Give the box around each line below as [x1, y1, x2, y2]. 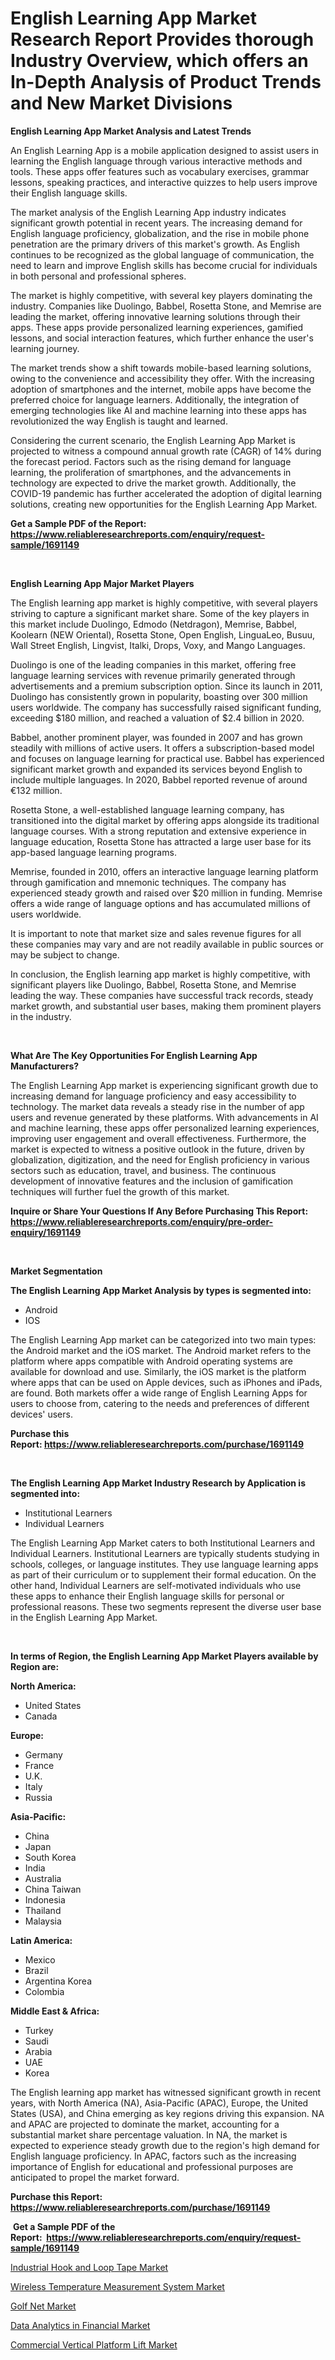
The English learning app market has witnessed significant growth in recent [10, 2086, 322, 2098]
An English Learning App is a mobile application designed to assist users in [10, 144, 320, 156]
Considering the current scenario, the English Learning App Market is [10, 434, 296, 446]
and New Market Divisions [10, 92, 233, 115]
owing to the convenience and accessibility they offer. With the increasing [10, 372, 315, 384]
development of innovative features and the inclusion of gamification [10, 1175, 294, 1187]
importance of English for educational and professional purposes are [10, 2160, 294, 2172]
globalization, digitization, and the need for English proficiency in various [10, 1153, 310, 1166]
